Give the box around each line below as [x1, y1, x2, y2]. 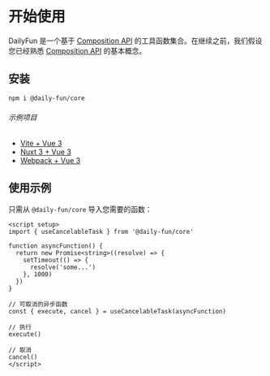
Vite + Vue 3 [19, 138, 62, 148]
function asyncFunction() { [8, 241, 104, 250]
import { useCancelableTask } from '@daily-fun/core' [8, 227, 195, 236]
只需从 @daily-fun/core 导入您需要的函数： [8, 204, 152, 214]
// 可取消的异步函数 [8, 300, 68, 309]
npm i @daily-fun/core [8, 94, 85, 102]
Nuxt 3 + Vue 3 [19, 147, 71, 157]
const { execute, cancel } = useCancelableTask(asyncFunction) [8, 307, 227, 315]
